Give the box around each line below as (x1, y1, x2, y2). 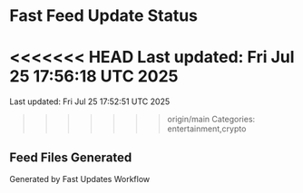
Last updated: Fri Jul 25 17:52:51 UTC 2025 (9, 96, 171, 107)
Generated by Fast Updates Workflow (9, 173, 151, 184)
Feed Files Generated (9, 150, 132, 165)
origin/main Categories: (167, 114, 256, 125)
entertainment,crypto (167, 123, 247, 134)
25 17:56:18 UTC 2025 (9, 66, 179, 87)
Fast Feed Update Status (9, 5, 198, 26)
